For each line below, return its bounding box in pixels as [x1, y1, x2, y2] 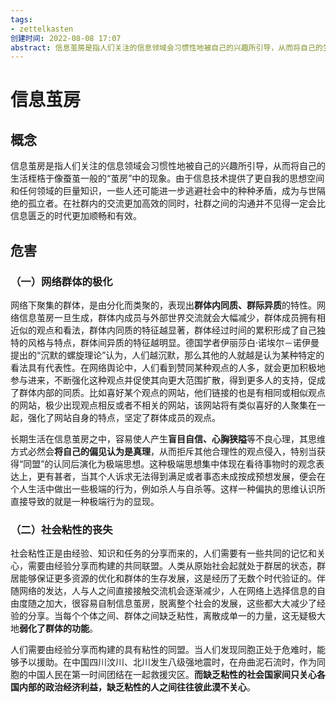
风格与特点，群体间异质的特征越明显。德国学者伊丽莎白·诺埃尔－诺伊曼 [27, 336, 320, 348]
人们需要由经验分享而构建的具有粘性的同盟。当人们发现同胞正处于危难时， [10, 644, 317, 656]
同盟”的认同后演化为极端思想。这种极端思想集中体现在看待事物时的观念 [23, 457, 317, 470]
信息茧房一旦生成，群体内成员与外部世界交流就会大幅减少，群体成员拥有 [18, 311, 317, 323]
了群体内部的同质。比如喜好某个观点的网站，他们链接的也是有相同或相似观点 [10, 386, 326, 398]
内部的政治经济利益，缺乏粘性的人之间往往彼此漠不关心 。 [18, 681, 256, 693]
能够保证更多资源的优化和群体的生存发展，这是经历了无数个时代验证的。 [18, 572, 317, 585]
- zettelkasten [10, 24, 74, 34]
